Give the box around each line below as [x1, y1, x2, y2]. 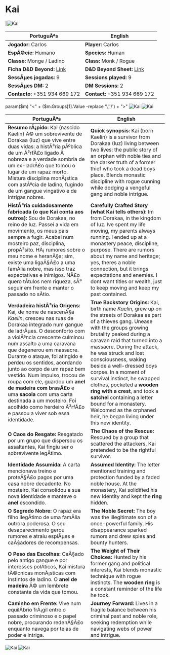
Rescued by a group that [90, 433, 149, 441]
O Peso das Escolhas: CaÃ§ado [8, 550, 84, 557]
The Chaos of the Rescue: [90, 427, 154, 434]
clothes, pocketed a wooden [90, 381, 158, 388]
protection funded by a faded [90, 474, 160, 481]
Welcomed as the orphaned [90, 407, 156, 414]
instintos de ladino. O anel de [8, 575, 77, 583]
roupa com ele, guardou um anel [8, 378, 86, 385]
